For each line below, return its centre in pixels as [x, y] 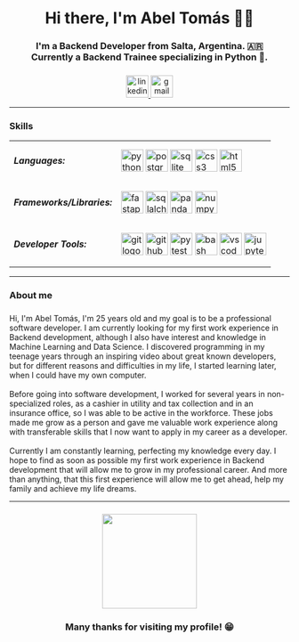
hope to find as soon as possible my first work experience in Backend [137, 460]
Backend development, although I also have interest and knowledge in [138, 337]
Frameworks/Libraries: [63, 202]
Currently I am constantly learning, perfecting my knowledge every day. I [143, 451]
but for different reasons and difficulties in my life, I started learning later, [143, 365]
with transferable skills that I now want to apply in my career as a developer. [148, 432]
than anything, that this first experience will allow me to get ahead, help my [147, 479]
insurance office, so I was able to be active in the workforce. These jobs [141, 412]
